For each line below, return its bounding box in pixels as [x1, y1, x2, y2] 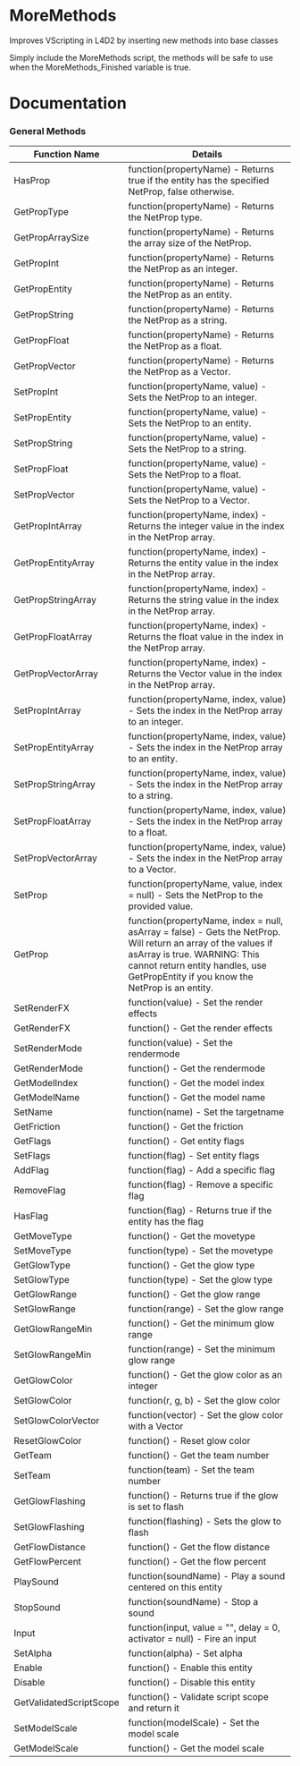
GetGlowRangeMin [13, 1323, 93, 1336]
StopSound [13, 1601, 61, 1614]
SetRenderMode [13, 1042, 83, 1055]
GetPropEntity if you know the [128, 971, 254, 983]
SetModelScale [13, 1722, 78, 1735]
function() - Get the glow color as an [128, 1369, 283, 1381]
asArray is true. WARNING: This [128, 948, 261, 961]
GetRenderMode [13, 1062, 83, 1074]
